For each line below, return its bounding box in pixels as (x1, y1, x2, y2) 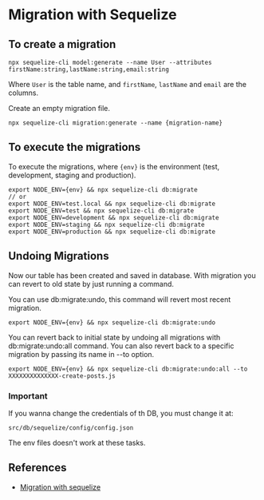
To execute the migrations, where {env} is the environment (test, (8, 161, 220, 171)
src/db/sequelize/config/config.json (8, 423, 134, 432)
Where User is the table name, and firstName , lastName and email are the (8, 80, 247, 89)
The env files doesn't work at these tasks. (8, 438, 146, 447)
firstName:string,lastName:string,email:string (8, 65, 170, 73)
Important (8, 390, 48, 401)
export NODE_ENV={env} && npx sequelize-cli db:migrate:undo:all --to (8, 365, 248, 373)
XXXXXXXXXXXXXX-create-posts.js (8, 371, 116, 380)
